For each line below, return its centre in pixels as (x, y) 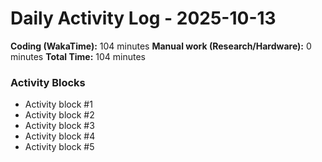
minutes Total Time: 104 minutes (78, 56)
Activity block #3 (59, 126)
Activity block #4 (60, 136)
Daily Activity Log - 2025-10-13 (143, 18)
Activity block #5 (59, 147)
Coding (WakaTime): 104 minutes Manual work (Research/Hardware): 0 (161, 46)
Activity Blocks (48, 82)
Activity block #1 (58, 104)
